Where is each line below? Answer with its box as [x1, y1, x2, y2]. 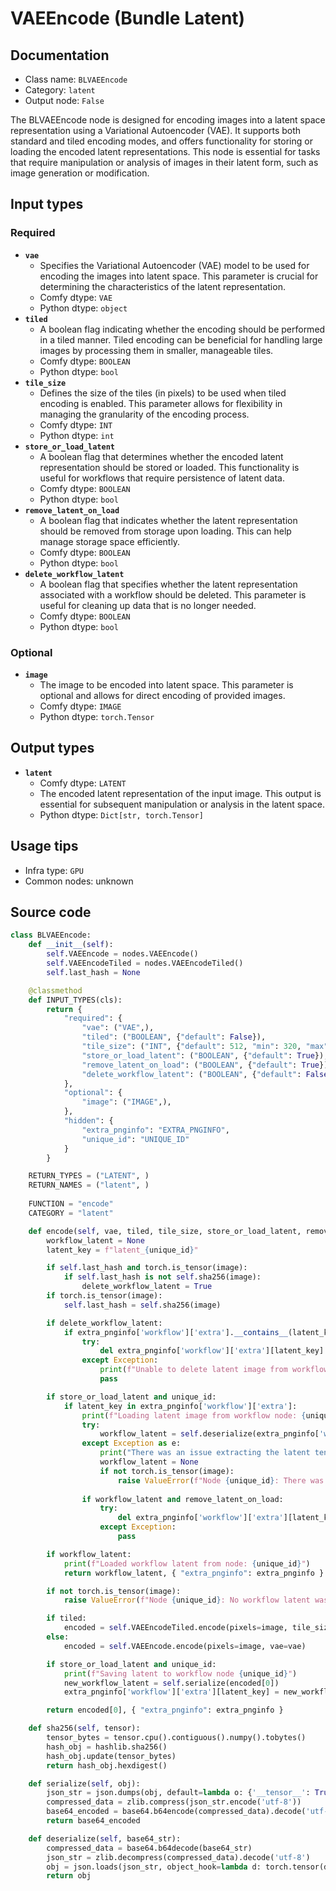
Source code [10, 904, 92, 921]
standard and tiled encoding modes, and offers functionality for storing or [10, 135, 313, 147]
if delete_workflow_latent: [46, 1318, 163, 1328]
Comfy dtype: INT [39, 418, 113, 431]
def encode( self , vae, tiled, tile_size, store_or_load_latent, [28, 1226, 302, 1236]
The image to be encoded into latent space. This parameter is [39, 678, 294, 691]
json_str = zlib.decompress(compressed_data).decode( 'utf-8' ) [46, 1852, 311, 1862]
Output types [10, 740, 95, 757]
